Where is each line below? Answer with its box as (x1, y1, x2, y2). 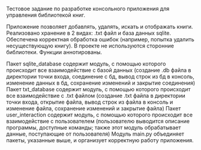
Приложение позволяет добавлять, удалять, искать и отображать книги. (6, 23, 193, 30)
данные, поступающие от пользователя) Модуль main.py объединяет (6, 130, 185, 137)
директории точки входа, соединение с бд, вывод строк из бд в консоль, (6, 73, 195, 80)
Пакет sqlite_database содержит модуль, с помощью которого (6, 60, 166, 67)
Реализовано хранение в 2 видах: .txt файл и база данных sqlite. (6, 29, 172, 37)
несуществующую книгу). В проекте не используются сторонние (6, 42, 174, 49)
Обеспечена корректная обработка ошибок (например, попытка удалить (6, 36, 194, 43)
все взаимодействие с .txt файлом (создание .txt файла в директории (6, 92, 185, 99)
